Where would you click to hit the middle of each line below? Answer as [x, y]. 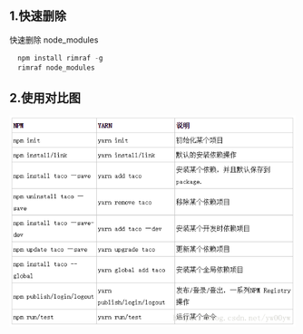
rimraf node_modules [56, 67]
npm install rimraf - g [60, 58]
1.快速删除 [38, 16]
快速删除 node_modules [54, 40]
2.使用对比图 [45, 98]
